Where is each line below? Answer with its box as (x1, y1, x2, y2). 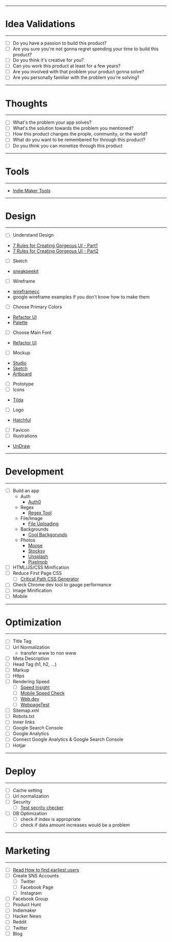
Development (5, 466, 64, 477)
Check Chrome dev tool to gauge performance (12, 582, 112, 588)
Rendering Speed (12, 678, 50, 684)
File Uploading (28, 521, 59, 527)
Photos (20, 537, 36, 543)
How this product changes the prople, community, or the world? (12, 131, 147, 137)
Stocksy (28, 548, 46, 554)
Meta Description (12, 655, 50, 661)
